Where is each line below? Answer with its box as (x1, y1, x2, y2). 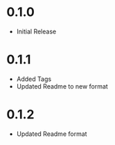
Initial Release (16, 27, 57, 36)
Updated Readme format (16, 130, 87, 138)
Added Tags (16, 75, 52, 83)
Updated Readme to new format (16, 82, 108, 91)
